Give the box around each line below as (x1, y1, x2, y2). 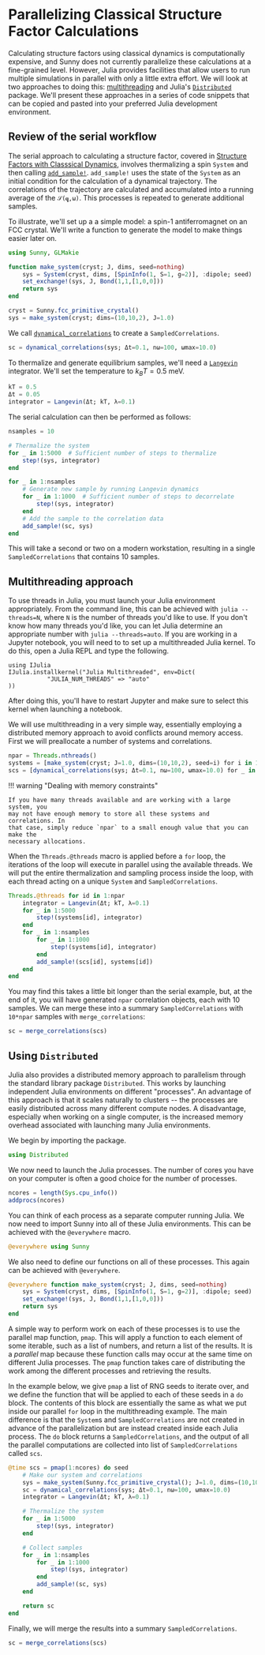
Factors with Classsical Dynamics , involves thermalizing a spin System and (8, 159, 248, 169)
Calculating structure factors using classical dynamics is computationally (8, 48, 245, 58)
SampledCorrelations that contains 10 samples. (8, 552, 160, 561)
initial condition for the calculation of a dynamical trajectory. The (8, 176, 218, 186)
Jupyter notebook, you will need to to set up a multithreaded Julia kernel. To (8, 638, 256, 647)
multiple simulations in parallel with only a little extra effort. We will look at (8, 73, 248, 83)
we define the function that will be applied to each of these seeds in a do (8, 1390, 244, 1399)
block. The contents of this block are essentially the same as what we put (8, 1398, 247, 1407)
